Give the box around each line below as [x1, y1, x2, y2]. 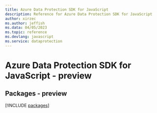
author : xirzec [5, 16, 36, 21]
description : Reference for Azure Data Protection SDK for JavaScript [5, 12, 153, 17]
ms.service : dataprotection [5, 39, 63, 44]
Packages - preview [5, 90, 67, 98]
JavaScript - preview [5, 70, 92, 81]
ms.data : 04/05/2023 [5, 25, 48, 30]
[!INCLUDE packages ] [5, 102, 50, 108]
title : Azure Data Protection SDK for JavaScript [5, 7, 109, 12]
